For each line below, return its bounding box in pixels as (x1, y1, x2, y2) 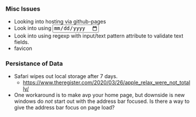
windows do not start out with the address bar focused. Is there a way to (13, 98, 190, 105)
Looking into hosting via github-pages (13, 18, 106, 25)
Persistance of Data (5, 59, 63, 68)
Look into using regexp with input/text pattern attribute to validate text (13, 32, 184, 39)
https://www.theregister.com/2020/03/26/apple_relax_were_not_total (22, 79, 191, 86)
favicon (13, 45, 33, 52)
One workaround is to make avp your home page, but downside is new (13, 91, 185, 98)
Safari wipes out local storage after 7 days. (13, 72, 118, 79)
